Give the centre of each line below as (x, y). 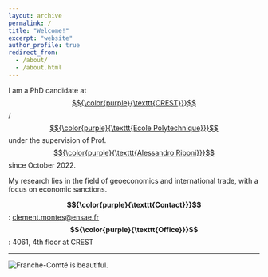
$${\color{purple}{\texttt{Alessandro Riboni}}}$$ (134, 152)
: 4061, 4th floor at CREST (51, 242)
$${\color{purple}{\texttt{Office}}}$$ (134, 229)
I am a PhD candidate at (47, 90)
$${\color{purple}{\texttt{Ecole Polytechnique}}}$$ (134, 128)
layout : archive (35, 16)
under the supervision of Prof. (57, 140)
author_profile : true (44, 46)
